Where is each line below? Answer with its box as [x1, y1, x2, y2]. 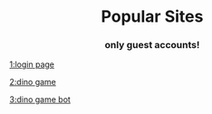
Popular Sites [101, 6, 204, 27]
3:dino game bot [9, 94, 71, 105]
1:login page [9, 59, 55, 70]
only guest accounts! [104, 39, 200, 52]
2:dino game [9, 77, 57, 88]
